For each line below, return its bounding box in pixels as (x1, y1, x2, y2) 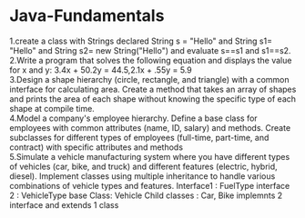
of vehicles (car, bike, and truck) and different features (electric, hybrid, (9, 161, 278, 172)
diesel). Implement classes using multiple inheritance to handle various (9, 170, 276, 182)
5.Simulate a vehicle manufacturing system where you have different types (9, 151, 290, 162)
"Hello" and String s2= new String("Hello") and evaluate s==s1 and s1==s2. (9, 45, 291, 55)
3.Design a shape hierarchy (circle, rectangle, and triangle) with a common (9, 74, 290, 84)
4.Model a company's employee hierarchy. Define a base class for (9, 113, 258, 124)
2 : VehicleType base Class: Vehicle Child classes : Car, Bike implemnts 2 (9, 190, 283, 201)
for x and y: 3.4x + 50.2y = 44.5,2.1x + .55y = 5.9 (9, 64, 193, 75)
